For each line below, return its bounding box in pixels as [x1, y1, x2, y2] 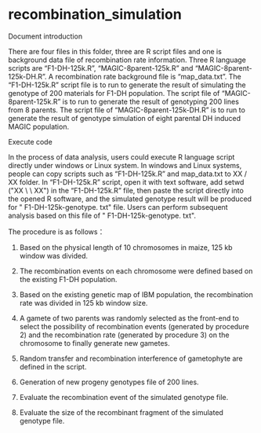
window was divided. [19, 251, 89, 260]
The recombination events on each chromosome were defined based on [19, 266, 253, 276]
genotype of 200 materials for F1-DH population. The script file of [8, 88, 220, 97]
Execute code [8, 137, 53, 146]
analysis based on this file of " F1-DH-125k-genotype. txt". [8, 211, 196, 220]
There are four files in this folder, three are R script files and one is [8, 46, 222, 56]
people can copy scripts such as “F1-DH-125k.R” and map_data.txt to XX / [8, 169, 247, 178]
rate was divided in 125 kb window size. [19, 298, 148, 307]
